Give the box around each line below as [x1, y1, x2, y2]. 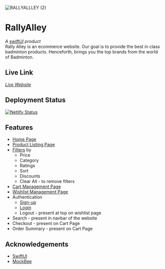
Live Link [5, 68, 34, 77]
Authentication [12, 194, 42, 200]
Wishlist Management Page [12, 189, 68, 195]
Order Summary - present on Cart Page [12, 225, 93, 232]
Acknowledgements [5, 240, 69, 248]
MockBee [12, 259, 32, 265]
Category [19, 157, 39, 163]
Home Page [12, 136, 37, 142]
